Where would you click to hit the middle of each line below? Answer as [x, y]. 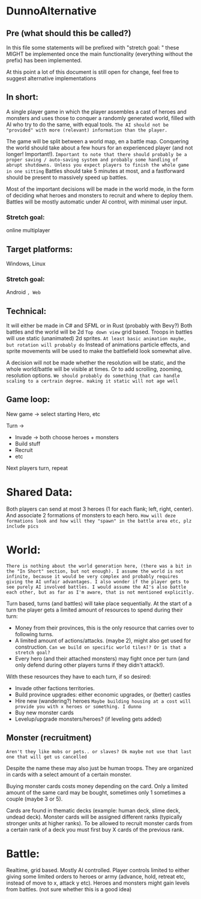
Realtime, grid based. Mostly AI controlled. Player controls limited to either [98, 870]
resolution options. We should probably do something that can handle [93, 376]
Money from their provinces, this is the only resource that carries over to [104, 628]
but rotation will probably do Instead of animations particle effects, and [98, 345]
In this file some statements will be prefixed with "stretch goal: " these [93, 47]
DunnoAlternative [52, 11]
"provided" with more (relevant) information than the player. [87, 130]
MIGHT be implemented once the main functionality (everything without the [100, 54]
